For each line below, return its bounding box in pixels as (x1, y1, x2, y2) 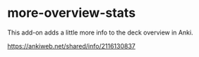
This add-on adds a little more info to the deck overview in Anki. (7, 28, 193, 37)
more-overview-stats (7, 5, 136, 21)
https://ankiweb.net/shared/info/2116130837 (7, 42, 135, 50)
